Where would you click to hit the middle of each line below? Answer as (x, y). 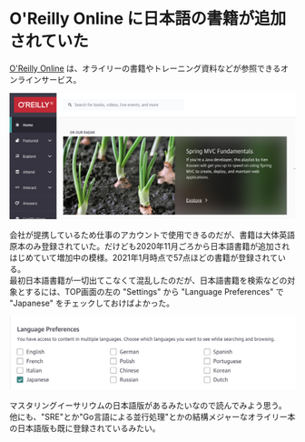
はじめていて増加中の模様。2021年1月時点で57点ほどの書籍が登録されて (144, 257)
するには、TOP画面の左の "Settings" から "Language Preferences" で (154, 291)
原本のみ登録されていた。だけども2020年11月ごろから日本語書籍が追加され (150, 246)
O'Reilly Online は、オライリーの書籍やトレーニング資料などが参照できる (145, 68)
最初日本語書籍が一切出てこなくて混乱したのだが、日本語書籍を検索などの (148, 280)
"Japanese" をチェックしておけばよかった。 (92, 303)
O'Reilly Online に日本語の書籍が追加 (148, 19)
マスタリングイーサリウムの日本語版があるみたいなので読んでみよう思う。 (148, 406)
